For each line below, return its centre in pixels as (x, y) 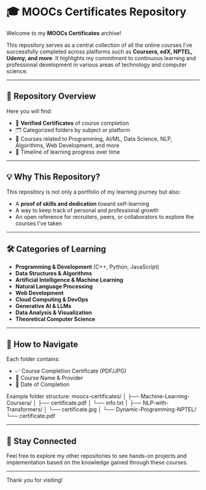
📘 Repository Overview (51, 96)
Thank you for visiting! (35, 480)
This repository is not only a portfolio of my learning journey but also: (93, 192)
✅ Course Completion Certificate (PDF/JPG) (71, 371)
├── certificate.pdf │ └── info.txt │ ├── (90, 403)
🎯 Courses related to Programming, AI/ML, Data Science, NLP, (94, 138)
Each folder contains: (33, 359)
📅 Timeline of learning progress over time (67, 152)
